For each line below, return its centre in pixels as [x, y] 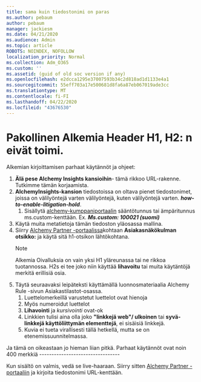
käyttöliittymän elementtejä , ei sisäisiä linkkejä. [105, 323]
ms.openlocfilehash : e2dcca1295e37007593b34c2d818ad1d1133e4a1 [88, 79]
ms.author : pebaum [29, 18]
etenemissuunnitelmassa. [56, 336]
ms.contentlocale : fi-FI [38, 96]
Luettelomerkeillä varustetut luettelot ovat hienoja [86, 298]
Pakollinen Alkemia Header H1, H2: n [99, 137]
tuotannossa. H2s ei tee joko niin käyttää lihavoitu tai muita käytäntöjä [103, 266]
